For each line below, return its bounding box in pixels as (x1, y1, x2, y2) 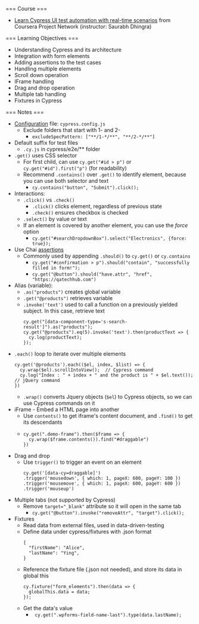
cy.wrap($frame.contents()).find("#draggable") (28, 436, 150, 442)
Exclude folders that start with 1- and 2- (23, 127, 121, 133)
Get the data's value (23, 605, 73, 611)
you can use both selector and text (23, 178, 109, 184)
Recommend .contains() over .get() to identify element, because (23, 171, 186, 178)
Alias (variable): (14, 282, 53, 289)
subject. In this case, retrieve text (23, 307, 105, 314)
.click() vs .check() (23, 197, 75, 203)
